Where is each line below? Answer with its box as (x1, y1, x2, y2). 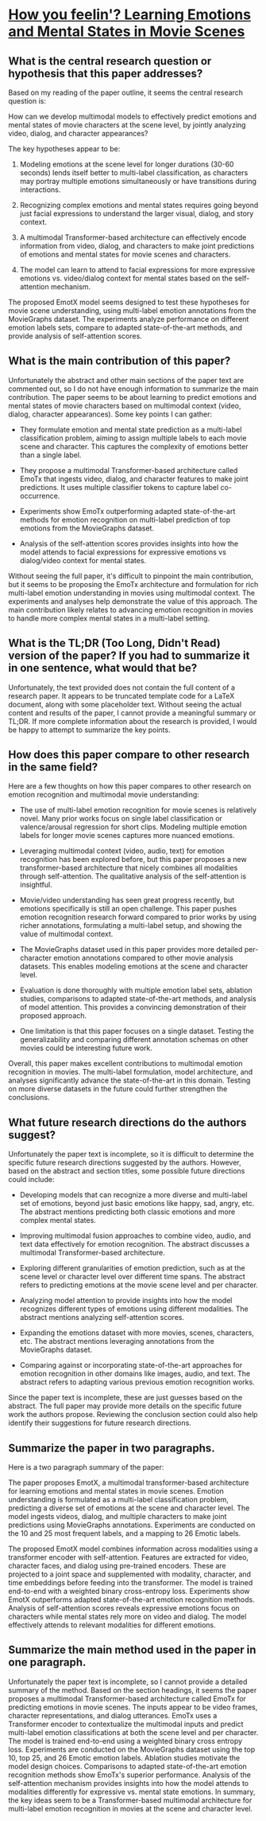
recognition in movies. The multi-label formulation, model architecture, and (8, 1067, 253, 1077)
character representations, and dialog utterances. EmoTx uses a (8, 1710, 218, 1720)
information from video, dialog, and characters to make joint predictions (19, 241, 255, 250)
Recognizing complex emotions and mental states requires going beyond (19, 201, 259, 210)
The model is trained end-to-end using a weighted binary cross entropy (8, 1736, 243, 1745)
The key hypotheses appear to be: (8, 144, 121, 153)
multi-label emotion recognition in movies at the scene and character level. (8, 1803, 253, 1813)
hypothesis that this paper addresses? (8, 66, 203, 80)
